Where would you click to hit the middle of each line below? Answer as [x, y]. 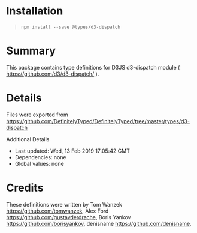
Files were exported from [37, 115]
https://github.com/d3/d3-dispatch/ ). [53, 74]
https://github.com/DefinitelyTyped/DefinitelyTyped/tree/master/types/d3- [98, 121]
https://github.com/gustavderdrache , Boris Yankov [69, 217]
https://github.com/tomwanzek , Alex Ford [57, 211]
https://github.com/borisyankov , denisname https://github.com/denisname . [99, 223]
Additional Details [28, 139]
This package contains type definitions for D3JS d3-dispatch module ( [93, 67]
